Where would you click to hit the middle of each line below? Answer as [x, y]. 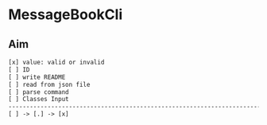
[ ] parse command [39, 92]
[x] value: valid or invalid [56, 62]
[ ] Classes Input [39, 100]
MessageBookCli [66, 15]
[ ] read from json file [49, 84]
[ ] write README [37, 77]
